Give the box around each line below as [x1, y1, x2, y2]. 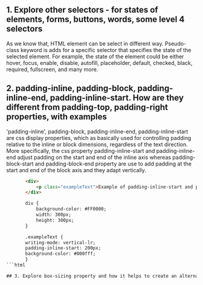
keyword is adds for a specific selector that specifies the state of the [20, 46, 192, 53]
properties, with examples [6, 112, 107, 122]
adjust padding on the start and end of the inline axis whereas [17, 153, 171, 161]
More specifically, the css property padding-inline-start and [6, 147, 155, 154]
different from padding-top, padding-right [6, 102, 168, 113]
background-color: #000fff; [25, 251, 96, 257]
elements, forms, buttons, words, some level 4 [6, 15, 185, 25]
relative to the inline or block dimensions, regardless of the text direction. [6, 141, 188, 148]
